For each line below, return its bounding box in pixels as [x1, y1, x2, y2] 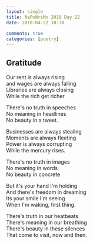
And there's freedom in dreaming [6, 188, 87, 196]
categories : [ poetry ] [6, 36, 59, 42]
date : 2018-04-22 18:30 [6, 19, 65, 25]
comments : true [6, 31, 44, 37]
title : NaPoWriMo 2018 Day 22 [6, 14, 81, 20]
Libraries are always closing [6, 86, 74, 93]
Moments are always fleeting [6, 134, 77, 141]
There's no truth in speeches [6, 104, 77, 111]
